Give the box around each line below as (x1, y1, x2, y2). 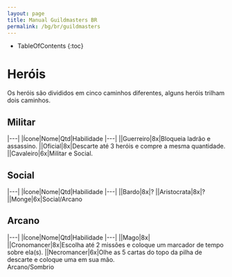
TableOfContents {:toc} (17, 42, 84, 50)
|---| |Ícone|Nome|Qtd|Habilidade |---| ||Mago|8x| (7, 233, 150, 242)
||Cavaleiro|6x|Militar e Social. (7, 149, 93, 157)
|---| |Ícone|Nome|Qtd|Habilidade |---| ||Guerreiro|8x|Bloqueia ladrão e (7, 135, 211, 143)
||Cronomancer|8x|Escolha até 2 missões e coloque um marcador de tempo (7, 240, 224, 249)
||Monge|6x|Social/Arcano (7, 195, 83, 203)
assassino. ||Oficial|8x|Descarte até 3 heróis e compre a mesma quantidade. (7, 142, 226, 151)
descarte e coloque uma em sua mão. (7, 255, 116, 263)
